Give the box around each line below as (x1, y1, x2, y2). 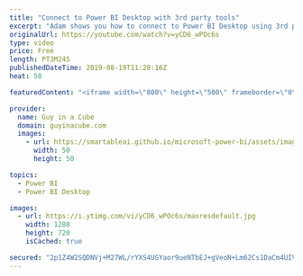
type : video (9, 38, 54, 48)
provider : (9, 104, 47, 113)
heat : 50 (9, 72, 42, 81)
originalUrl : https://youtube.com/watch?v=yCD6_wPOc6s (9, 30, 220, 39)
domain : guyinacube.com (17, 120, 106, 130)
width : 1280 (25, 220, 70, 229)
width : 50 (32, 146, 70, 156)
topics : (9, 170, 39, 180)
